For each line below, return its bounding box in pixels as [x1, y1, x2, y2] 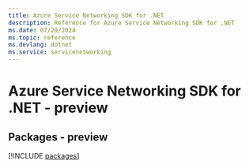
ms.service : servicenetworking [8, 48, 111, 56]
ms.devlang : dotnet [8, 41, 73, 49]
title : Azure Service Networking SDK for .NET [8, 11, 164, 20]
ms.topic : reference [8, 33, 77, 42]
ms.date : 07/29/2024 [8, 26, 77, 34]
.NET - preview [8, 99, 108, 117]
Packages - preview [8, 130, 108, 144]
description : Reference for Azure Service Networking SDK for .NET [8, 19, 236, 27]
